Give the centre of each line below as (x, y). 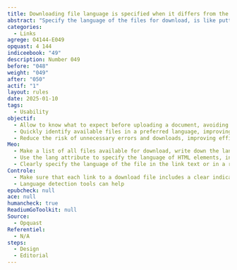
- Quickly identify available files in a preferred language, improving (123, 131)
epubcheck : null (31, 191)
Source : (19, 217)
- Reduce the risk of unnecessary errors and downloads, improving (115, 138)
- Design (26, 249)
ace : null (22, 197)
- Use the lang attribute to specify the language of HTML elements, (118, 158)
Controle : (22, 171)
